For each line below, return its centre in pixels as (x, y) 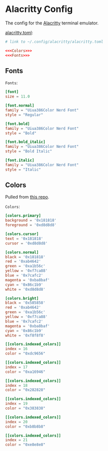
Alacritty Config (39, 9)
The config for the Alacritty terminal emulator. (52, 23)
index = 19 (16, 404)
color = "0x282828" (25, 390)
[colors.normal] (22, 252)
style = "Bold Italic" (29, 151)
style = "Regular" (24, 115)
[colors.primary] (23, 216)
